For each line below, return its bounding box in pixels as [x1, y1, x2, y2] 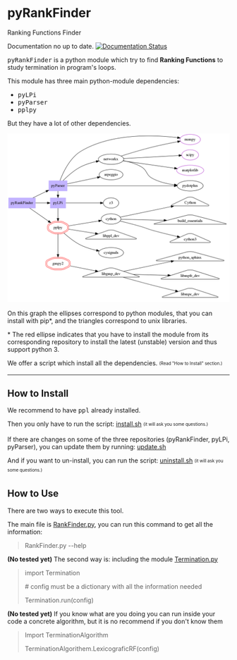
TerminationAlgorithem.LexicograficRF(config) [24, 644, 160, 653]
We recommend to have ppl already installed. [7, 406, 141, 415]
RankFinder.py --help [24, 541, 87, 549]
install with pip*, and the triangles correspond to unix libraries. [7, 316, 188, 325]
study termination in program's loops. [7, 63, 116, 71]
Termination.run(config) [24, 596, 94, 604]
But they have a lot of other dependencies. [7, 118, 132, 128]
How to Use [7, 488, 59, 500]
